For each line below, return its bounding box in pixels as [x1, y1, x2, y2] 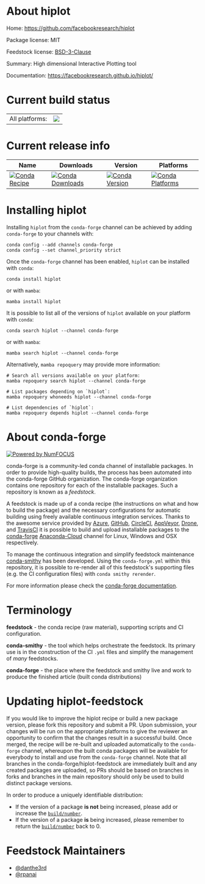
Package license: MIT [6, 36, 61, 43]
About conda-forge [6, 430, 106, 444]
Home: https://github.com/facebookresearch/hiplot [6, 24, 135, 32]
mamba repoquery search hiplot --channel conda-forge [6, 378, 146, 384]
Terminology [6, 603, 72, 617]
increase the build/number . [15, 810, 83, 817]
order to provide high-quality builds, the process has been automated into [6, 469, 192, 476]
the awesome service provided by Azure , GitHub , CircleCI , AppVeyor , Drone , [6, 519, 199, 526]
